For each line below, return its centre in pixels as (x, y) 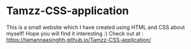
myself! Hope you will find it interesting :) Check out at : (75, 33)
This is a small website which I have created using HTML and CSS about (95, 27)
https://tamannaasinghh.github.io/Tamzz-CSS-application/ (79, 40)
